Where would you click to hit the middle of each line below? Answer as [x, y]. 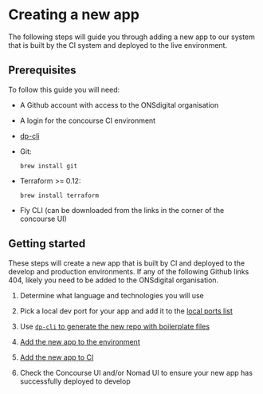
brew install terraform [59, 195]
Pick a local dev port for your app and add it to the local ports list [126, 311]
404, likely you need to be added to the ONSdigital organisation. [114, 280]
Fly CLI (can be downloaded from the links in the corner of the [122, 210]
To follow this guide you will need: [64, 89]
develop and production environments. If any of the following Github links [129, 271]
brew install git [49, 166]
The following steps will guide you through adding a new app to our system [131, 37]
